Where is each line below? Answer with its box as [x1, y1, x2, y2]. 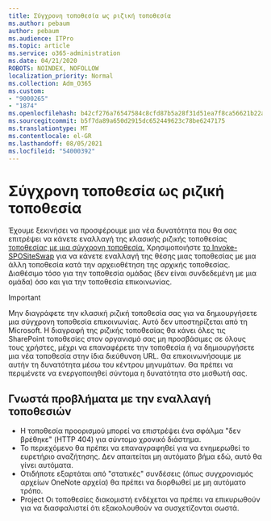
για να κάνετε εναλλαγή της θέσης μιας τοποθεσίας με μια [56, 251, 256, 261]
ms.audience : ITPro [8, 34, 74, 43]
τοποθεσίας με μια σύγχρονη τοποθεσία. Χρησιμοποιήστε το [8, 243, 211, 253]
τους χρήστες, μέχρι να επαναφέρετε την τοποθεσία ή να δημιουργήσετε [8, 342, 256, 352]
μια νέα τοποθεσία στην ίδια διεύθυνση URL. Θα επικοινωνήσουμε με [8, 351, 242, 361]
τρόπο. [19, 486, 44, 496]
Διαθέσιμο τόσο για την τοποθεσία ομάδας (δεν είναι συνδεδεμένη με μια [8, 268, 256, 279]
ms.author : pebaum [8, 19, 70, 27]
